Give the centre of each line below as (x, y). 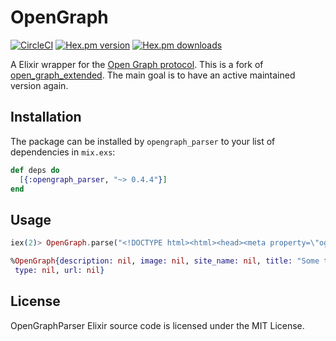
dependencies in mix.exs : (63, 152)
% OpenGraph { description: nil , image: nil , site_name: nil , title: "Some (165, 261)
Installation (46, 117)
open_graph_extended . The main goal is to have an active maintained (153, 75)
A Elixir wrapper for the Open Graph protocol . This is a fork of (137, 64)
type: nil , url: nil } (59, 270)
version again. (39, 85)
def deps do (35, 170)
